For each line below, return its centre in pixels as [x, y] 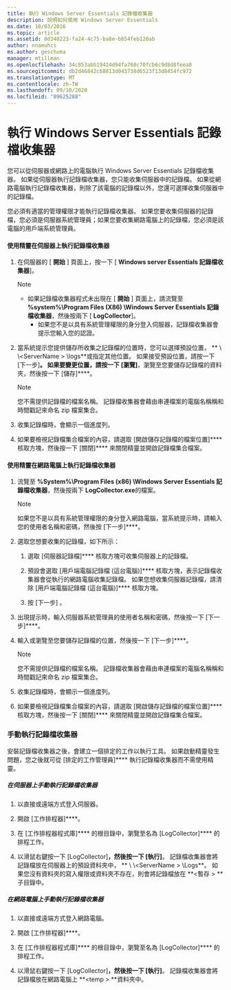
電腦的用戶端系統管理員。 [43, 228]
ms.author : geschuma [37, 52]
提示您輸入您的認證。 [68, 333]
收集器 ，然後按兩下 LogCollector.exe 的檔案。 [94, 491]
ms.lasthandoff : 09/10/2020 [47, 90]
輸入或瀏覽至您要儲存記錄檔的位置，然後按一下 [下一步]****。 [104, 641]
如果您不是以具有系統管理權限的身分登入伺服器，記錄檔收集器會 [128, 324]
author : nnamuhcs [32, 45]
